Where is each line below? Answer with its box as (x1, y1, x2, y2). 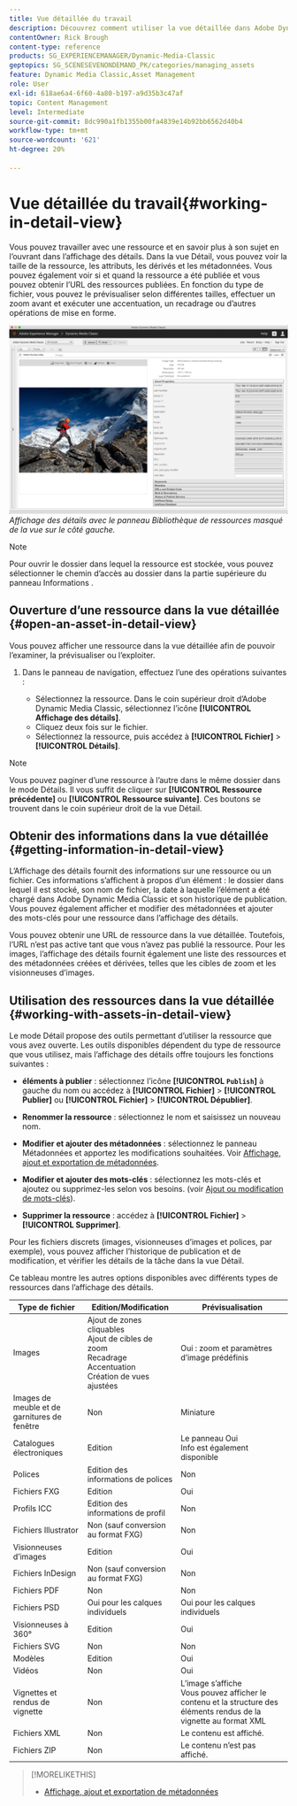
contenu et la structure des (180, 1696, 278, 1707)
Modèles (12, 1653, 45, 1664)
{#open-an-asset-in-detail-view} (9, 617, 197, 632)
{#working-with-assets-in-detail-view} (9, 1007, 232, 1022)
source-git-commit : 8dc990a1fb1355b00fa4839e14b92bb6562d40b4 (9, 117, 243, 126)
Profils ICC (12, 1502, 52, 1513)
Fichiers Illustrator (12, 1525, 79, 1535)
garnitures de (12, 1411, 62, 1422)
